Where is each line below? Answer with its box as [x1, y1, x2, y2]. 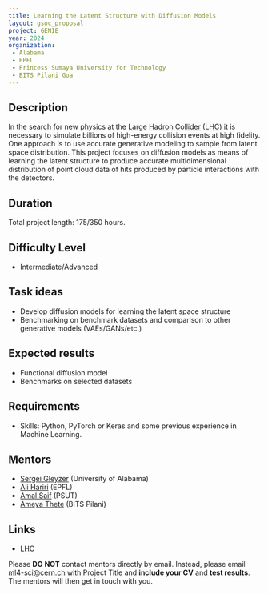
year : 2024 [8, 34, 45, 42]
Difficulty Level [8, 241, 86, 255]
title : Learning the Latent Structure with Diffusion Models [8, 11, 217, 20]
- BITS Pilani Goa [11, 71, 74, 79]
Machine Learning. [19, 429, 82, 439]
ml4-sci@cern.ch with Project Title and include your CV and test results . [8, 568, 250, 577]
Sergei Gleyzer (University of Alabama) [19, 474, 150, 484]
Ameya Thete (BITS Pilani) [19, 500, 106, 509]
